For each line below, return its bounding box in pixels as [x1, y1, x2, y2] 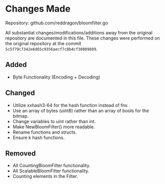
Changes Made [5, 3, 71, 15]
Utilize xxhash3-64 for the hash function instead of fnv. [12, 102, 129, 108]
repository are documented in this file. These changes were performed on [5, 35, 160, 41]
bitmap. [12, 113, 29, 119]
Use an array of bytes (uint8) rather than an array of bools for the [12, 107, 149, 114]
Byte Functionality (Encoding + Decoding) [12, 74, 101, 80]
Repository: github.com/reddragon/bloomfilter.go [5, 20, 108, 26]
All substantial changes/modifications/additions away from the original [5, 29, 153, 35]
